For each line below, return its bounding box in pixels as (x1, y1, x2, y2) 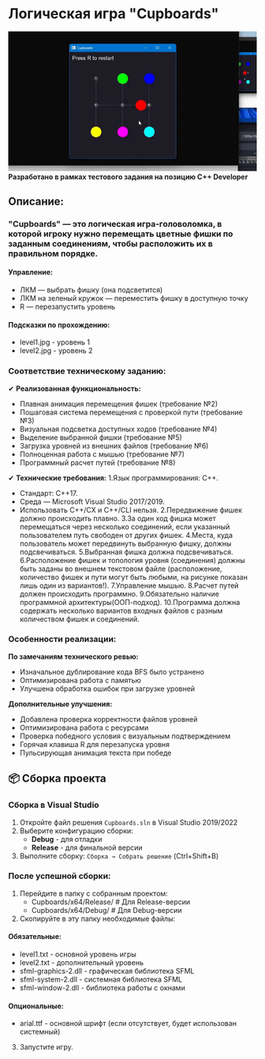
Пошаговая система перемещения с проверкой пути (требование (19, 407, 243, 417)
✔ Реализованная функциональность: (8, 384, 142, 393)
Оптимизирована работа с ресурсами (19, 723, 149, 732)
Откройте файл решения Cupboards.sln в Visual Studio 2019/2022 (19, 817, 238, 827)
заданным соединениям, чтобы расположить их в (8, 238, 213, 249)
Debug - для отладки (31, 834, 103, 843)
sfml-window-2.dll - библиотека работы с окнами (19, 983, 185, 993)
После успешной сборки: (8, 870, 111, 881)
